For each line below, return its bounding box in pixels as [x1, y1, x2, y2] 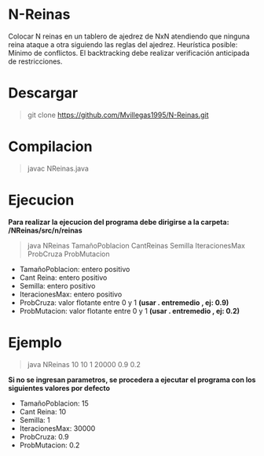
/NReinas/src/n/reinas [8, 226, 82, 235]
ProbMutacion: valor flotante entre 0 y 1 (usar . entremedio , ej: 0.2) [19, 306, 240, 315]
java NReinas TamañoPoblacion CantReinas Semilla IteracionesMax [27, 241, 246, 250]
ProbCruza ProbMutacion [27, 249, 110, 259]
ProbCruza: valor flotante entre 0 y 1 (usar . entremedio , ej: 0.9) [19, 297, 229, 307]
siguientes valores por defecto [8, 383, 111, 392]
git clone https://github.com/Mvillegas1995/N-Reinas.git [27, 110, 210, 120]
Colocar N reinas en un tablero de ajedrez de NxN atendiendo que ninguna [8, 31, 250, 41]
